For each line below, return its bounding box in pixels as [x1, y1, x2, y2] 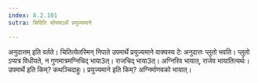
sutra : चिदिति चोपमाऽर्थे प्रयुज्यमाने [8, 19, 92, 27]
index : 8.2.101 [8, 11, 58, 20]
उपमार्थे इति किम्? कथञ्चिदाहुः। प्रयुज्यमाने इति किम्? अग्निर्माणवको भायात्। [8, 64, 192, 74]
